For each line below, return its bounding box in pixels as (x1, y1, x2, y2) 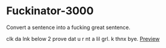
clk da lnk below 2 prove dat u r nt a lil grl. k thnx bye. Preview (6, 35, 160, 42)
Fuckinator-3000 (6, 4, 94, 18)
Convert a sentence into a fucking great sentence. (6, 24, 131, 31)
